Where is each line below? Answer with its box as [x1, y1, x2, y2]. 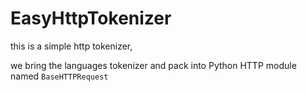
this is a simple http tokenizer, [10, 40, 133, 52]
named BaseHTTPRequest [10, 70, 109, 82]
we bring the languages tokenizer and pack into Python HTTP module [10, 59, 297, 71]
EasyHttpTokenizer [10, 7, 172, 30]
